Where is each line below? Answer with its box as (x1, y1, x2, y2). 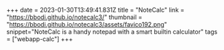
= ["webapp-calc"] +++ (6, 35, 73, 43)
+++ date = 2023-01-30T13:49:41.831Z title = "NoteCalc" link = (6, 6, 185, 14)
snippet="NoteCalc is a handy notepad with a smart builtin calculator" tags (6, 27, 218, 36)
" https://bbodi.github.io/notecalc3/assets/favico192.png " (6, 21, 167, 28)
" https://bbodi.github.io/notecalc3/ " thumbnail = (6, 13, 143, 21)
